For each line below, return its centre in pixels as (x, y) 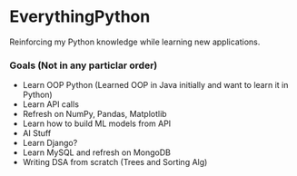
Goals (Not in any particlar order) (84, 65)
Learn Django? (50, 143)
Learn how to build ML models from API (97, 123)
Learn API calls (51, 104)
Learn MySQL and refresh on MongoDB (96, 152)
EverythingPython (80, 17)
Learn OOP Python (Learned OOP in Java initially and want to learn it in (155, 85)
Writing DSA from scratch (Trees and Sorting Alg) (115, 162)
